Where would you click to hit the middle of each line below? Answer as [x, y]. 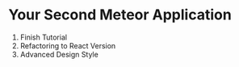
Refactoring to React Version [68, 45]
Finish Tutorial [43, 37]
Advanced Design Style [59, 54]
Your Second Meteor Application [120, 15]
